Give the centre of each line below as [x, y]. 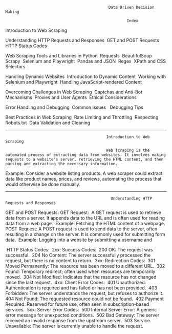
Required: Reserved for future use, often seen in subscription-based [77, 304]
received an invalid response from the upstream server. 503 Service [78, 320]
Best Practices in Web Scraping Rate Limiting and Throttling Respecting [82, 117]
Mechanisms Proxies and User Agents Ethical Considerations [71, 97]
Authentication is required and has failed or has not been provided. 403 [81, 288]
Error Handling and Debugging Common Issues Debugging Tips [74, 107]
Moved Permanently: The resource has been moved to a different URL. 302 [85, 266]
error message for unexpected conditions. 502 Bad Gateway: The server [82, 315]
